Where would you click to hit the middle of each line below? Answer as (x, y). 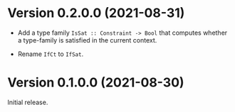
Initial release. (28, 102)
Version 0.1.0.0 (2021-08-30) (96, 83)
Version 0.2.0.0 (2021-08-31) (96, 13)
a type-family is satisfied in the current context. (87, 40)
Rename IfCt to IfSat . (51, 54)
